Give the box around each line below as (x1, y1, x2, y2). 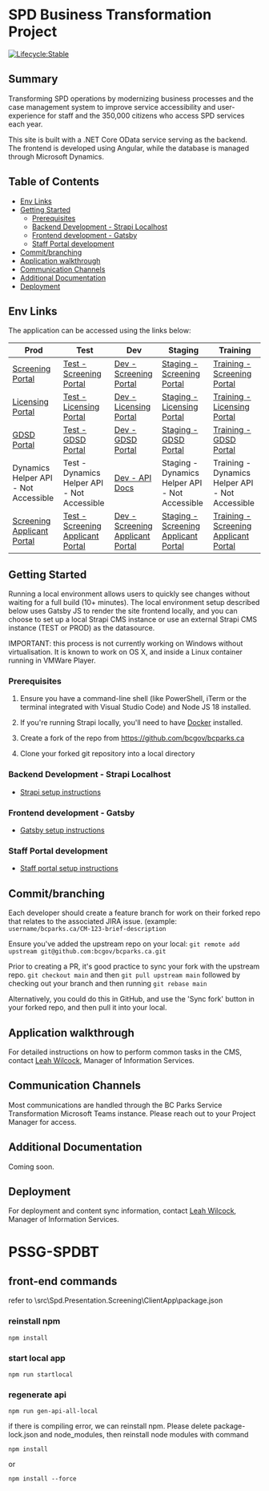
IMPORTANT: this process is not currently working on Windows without (8, 639, 243, 648)
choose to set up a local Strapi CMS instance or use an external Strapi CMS (8, 615, 258, 624)
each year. (8, 119, 43, 129)
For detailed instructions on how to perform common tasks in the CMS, (8, 1047, 243, 1057)
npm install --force (8, 1475, 78, 1483)
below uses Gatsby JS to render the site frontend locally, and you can (8, 606, 238, 616)
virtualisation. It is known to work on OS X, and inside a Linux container (8, 647, 243, 657)
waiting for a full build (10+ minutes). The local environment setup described (8, 598, 260, 607)
